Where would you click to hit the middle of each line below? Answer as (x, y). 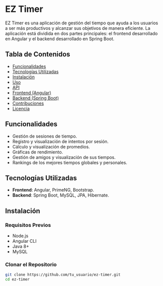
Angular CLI (24, 241)
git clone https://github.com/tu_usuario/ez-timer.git (63, 275)
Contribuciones (28, 103)
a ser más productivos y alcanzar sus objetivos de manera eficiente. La (78, 28)
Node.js (20, 236)
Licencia (21, 108)
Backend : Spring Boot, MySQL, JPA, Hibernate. (61, 195)
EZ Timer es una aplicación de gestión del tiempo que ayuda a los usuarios (82, 23)
